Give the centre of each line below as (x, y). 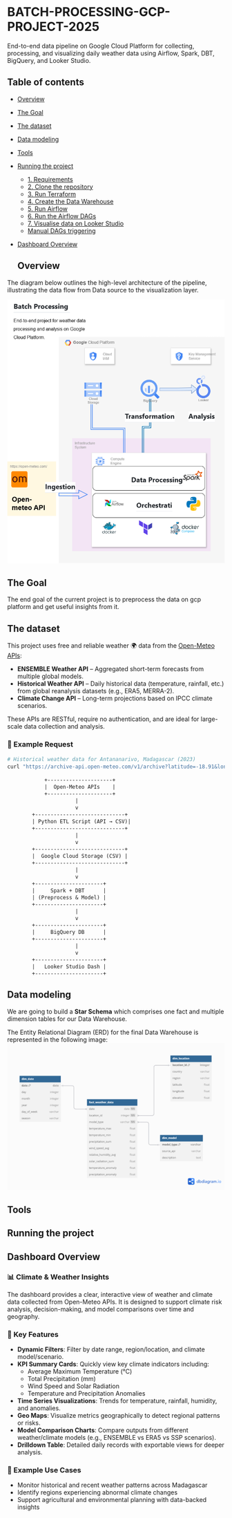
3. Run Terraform (52, 194)
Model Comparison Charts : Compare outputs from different (103, 1430)
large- (209, 719)
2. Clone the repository (60, 187)
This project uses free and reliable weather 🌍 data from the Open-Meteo (111, 645)
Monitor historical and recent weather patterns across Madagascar (112, 1485)
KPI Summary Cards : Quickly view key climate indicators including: (113, 1364)
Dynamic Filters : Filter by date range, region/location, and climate (111, 1349)
